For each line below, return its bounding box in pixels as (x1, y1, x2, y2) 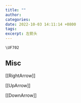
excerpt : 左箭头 (5, 31, 38, 36)
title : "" (5, 7, 26, 13)
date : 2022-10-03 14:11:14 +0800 (5, 21, 76, 27)
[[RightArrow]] (5, 72, 36, 79)
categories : (5, 17, 31, 22)
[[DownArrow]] (5, 92, 37, 98)
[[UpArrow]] (5, 82, 31, 88)
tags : (5, 27, 17, 32)
